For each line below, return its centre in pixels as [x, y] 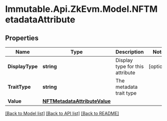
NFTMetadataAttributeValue [77, 101]
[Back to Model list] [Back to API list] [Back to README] [62, 113]
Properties [22, 38]
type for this [130, 66]
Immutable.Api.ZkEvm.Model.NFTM [82, 9]
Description [130, 52]
